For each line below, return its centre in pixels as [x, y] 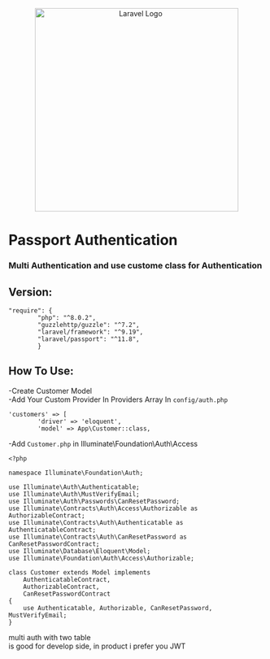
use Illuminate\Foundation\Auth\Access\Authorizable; [102, 558]
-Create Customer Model [50, 391]
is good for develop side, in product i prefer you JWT [97, 646]
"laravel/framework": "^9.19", [91, 332]
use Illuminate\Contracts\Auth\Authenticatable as [96, 522]
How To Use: [41, 371]
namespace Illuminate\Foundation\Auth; [76, 473]
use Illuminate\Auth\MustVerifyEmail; [74, 494]
